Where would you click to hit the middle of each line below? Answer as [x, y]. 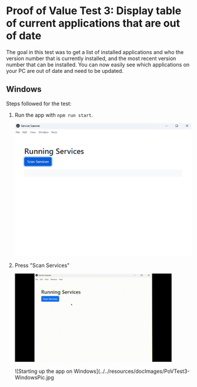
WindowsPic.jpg [34, 377]
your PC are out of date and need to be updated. [65, 71]
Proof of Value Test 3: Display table [94, 11]
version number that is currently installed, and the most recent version [91, 58]
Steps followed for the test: [39, 104]
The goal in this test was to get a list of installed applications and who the [95, 52]
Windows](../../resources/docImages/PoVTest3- [131, 371]
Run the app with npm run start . [54, 115]
